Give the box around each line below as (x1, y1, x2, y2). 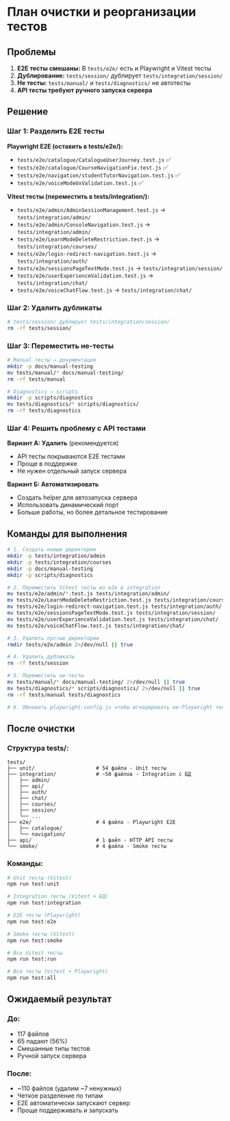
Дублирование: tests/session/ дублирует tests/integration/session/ (16, 71, 223, 80)
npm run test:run (7, 956, 57, 963)
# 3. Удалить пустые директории (7, 635, 99, 641)
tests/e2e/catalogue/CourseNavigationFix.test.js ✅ (16, 163, 169, 172)
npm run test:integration (7, 899, 81, 906)
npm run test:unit (7, 881, 60, 888)
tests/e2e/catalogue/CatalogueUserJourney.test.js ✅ (16, 155, 172, 163)
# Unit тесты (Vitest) (7, 874, 72, 882)
